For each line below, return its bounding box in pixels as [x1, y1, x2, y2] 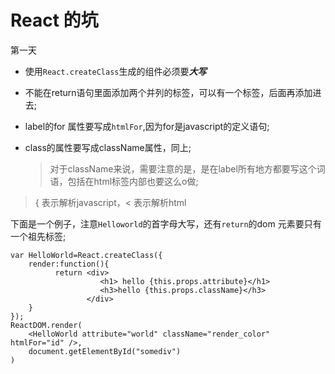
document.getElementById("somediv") [28, 346, 182, 356]
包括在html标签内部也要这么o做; [67, 175, 199, 187]
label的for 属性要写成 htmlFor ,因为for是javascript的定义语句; [24, 120, 270, 132]
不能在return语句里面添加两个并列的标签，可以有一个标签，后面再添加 [24, 86, 313, 98]
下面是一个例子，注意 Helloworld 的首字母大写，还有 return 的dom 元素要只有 [10, 217, 322, 230]
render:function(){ [28, 259, 110, 269]
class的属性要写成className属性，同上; [24, 141, 192, 153]
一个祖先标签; [10, 230, 67, 242]
